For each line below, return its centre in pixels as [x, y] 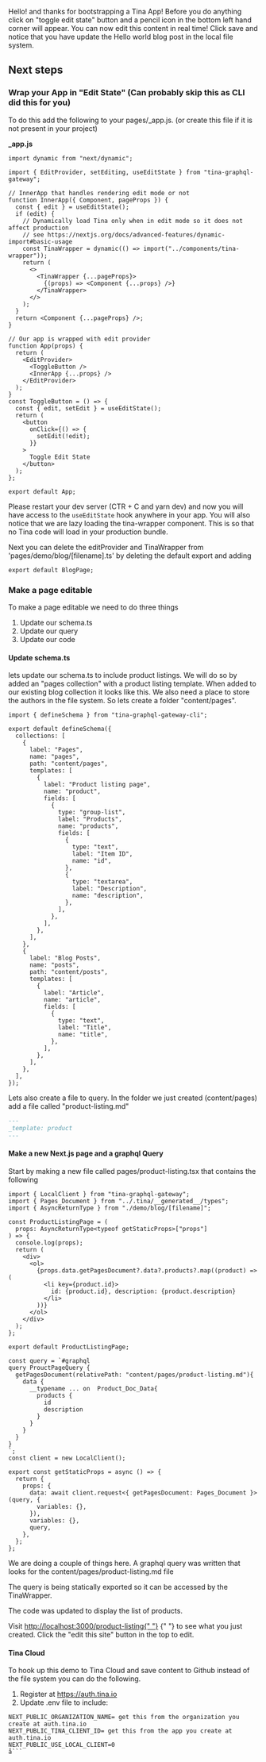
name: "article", [72, 1000]
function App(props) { [46, 346]
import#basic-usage [40, 241]
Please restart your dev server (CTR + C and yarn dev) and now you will [126, 506]
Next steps [36, 70]
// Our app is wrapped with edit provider [79, 339]
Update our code [47, 639]
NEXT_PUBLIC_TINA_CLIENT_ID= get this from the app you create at [120, 1731]
